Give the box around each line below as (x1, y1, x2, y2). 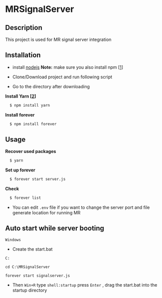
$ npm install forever (9, 121, 57, 127)
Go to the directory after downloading (12, 83, 90, 89)
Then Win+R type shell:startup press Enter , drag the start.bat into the (12, 282, 158, 288)
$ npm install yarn (9, 103, 50, 108)
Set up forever (5, 167, 36, 173)
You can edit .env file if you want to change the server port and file (12, 204, 150, 210)
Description (5, 23, 42, 32)
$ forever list (9, 195, 41, 200)
